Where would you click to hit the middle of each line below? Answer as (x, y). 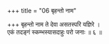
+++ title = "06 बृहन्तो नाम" (42, 11)
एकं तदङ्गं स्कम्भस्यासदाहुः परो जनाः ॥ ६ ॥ (54, 32)
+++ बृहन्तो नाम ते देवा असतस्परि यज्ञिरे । (54, 24)
